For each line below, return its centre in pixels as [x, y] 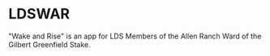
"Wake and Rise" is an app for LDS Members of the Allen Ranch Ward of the [135, 36]
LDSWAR [39, 14]
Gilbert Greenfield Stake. [49, 44]
